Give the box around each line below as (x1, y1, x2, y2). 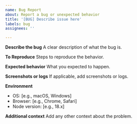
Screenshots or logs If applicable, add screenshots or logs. (5, 73, 129, 79)
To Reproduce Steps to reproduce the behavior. (5, 54, 104, 60)
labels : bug (5, 21, 30, 27)
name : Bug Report (5, 7, 42, 13)
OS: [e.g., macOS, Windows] (12, 93, 72, 99)
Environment (5, 83, 33, 89)
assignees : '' (5, 26, 35, 31)
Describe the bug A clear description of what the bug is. (5, 44, 122, 50)
